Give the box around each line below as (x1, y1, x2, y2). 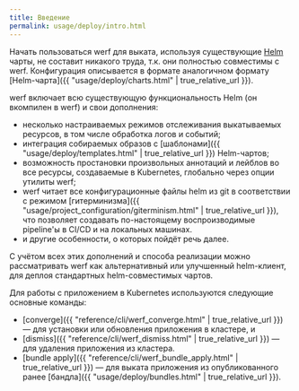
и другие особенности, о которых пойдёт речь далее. (22, 233, 229, 244)
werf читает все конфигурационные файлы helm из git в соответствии (22, 186, 291, 196)
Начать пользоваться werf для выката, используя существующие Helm (9, 46, 284, 56)
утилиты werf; (22, 176, 76, 187)
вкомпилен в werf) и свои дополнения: (9, 101, 159, 112)
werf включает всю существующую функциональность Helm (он (9, 91, 258, 103)
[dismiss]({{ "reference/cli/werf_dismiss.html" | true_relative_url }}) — (22, 333, 280, 343)
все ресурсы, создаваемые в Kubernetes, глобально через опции (22, 167, 275, 178)
